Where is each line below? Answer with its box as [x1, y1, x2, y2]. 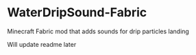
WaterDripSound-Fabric [7, 5, 147, 20]
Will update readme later [7, 40, 77, 48]
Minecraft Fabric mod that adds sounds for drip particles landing [7, 27, 190, 35]
